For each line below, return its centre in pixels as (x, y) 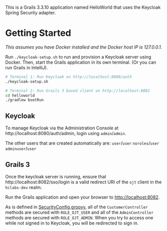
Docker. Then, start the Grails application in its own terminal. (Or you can (81, 62)
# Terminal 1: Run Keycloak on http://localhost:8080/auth (69, 77)
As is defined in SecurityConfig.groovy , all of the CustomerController (76, 207)
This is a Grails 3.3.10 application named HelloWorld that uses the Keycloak (83, 7)
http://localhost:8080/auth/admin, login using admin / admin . (66, 133)
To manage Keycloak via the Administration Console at (62, 128)
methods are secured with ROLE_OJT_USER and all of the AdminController (79, 212)
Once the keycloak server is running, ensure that (56, 176)
